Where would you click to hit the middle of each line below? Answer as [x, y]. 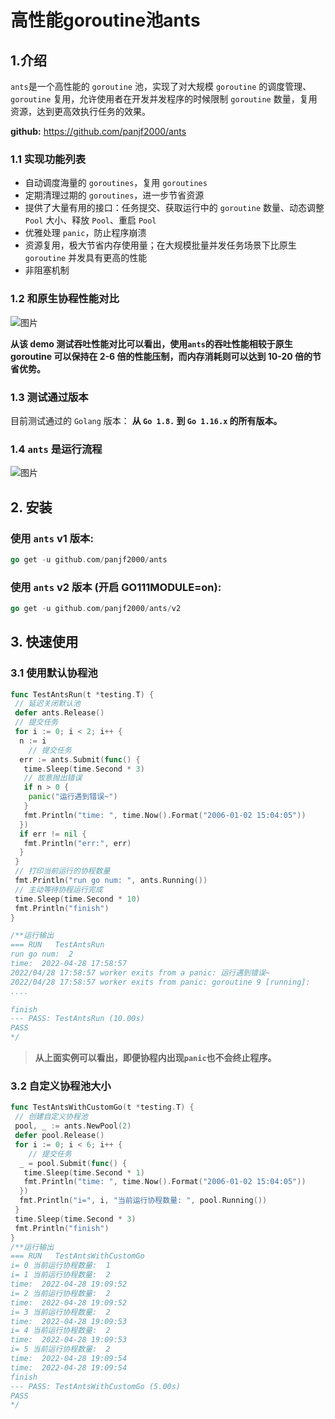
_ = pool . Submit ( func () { [73, 1163]
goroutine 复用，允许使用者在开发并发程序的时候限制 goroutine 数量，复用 [164, 99]
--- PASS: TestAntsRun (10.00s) [77, 1019]
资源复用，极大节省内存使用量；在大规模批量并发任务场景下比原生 [160, 245]
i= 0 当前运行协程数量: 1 [60, 1266]
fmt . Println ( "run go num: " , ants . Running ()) [111, 881]
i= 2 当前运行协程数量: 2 [60, 1293]
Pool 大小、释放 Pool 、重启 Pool [90, 220]
